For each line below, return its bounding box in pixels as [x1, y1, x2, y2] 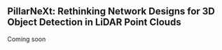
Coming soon [7, 35, 46, 43]
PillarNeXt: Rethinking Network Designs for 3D [7, 6, 216, 17]
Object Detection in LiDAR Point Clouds [7, 17, 181, 28]
